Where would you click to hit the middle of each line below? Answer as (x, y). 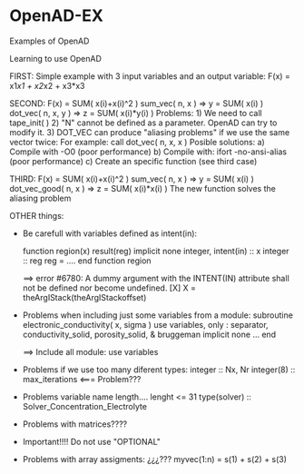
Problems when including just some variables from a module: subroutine (157, 315)
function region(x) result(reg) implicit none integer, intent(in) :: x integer (156, 251)
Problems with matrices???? (75, 424)
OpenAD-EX (57, 16)
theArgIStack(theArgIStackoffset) (84, 297)
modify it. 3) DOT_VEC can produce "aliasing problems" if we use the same (150, 132)
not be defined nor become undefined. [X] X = (109, 288)
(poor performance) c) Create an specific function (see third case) (133, 161)
